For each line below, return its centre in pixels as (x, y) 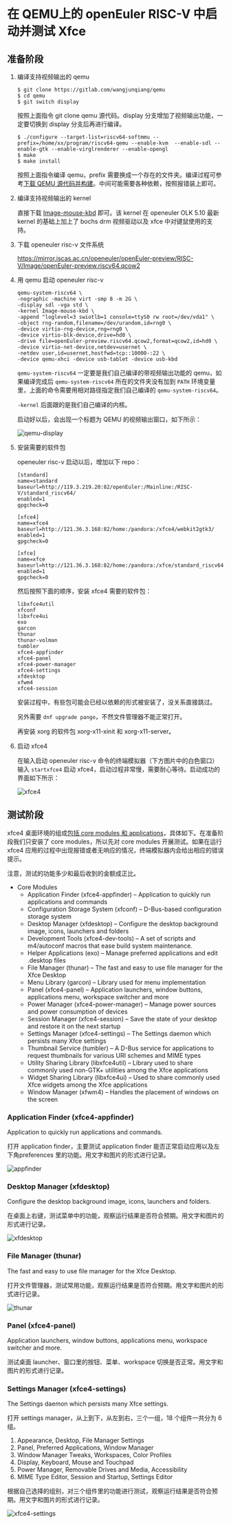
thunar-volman (37, 640)
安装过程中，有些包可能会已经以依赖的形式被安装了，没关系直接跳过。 (117, 702)
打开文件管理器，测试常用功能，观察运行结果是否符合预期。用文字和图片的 (112, 1285)
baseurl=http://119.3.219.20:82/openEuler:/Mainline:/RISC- (105, 487)
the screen (43, 1099)
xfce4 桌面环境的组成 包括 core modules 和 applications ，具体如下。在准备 (112, 833)
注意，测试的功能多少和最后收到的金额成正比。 (73, 873)
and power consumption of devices (78, 1011)
